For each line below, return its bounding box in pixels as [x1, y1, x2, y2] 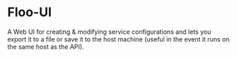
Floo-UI [7, 4, 52, 20]
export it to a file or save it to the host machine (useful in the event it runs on [7, 34, 230, 43]
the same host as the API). [7, 42, 84, 51]
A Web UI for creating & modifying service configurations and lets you [7, 27, 212, 36]
